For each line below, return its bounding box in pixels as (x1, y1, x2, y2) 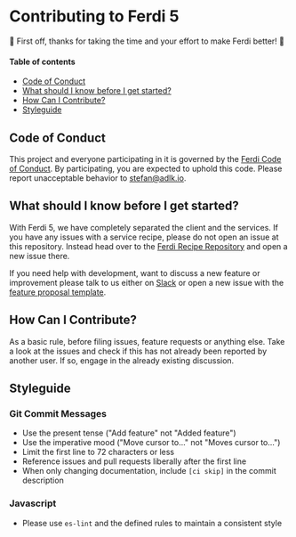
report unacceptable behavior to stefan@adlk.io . (9, 172, 187, 183)
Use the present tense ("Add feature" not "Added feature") (21, 427, 237, 438)
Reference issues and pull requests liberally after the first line (21, 456, 247, 467)
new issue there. (9, 250, 70, 261)
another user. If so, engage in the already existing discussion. (9, 354, 235, 366)
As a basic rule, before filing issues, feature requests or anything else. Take (9, 336, 285, 346)
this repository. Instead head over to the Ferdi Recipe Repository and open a (9, 240, 288, 251)
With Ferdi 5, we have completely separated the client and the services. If (9, 222, 278, 232)
